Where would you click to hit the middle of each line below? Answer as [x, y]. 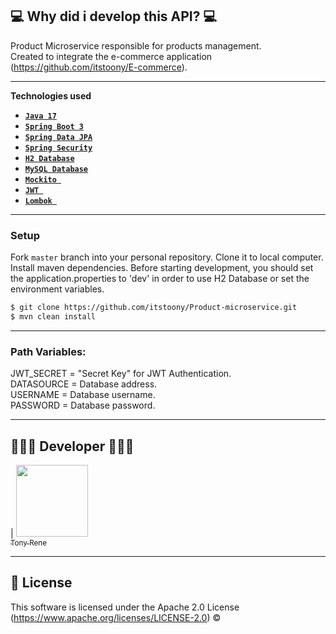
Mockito [40, 179]
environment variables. [57, 289]
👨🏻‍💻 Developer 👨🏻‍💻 [72, 446]
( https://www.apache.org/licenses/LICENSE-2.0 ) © [116, 617]
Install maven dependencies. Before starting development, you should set [162, 268]
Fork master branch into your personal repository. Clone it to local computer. [167, 257]
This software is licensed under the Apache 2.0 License [125, 607]
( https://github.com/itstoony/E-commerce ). [99, 67]
